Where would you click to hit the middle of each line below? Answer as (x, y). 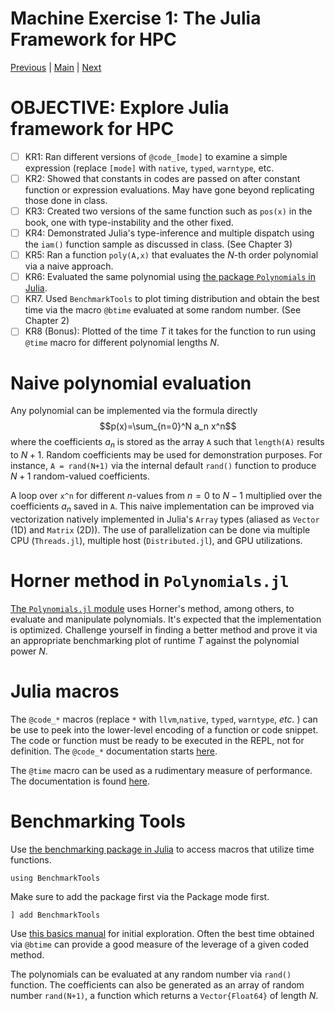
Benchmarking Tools (98, 821)
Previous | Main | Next (56, 67)
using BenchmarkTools (55, 878)
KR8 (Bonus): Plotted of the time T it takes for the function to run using (170, 331)
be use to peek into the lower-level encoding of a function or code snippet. (164, 729)
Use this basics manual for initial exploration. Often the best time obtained (162, 933)
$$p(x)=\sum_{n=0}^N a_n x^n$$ (168, 426)
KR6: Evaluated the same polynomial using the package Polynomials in (170, 277)
